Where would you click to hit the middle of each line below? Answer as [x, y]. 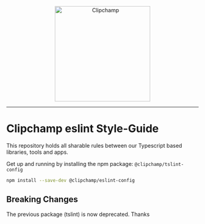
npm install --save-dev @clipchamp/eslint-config [71, 180]
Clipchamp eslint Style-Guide [83, 129]
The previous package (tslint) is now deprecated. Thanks [78, 214]
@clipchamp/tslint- [159, 164]
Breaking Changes [42, 199]
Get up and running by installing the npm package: [70, 164]
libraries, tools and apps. [37, 152]
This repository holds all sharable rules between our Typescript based [94, 145]
